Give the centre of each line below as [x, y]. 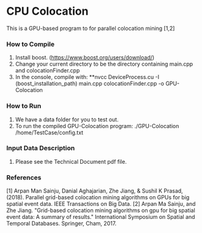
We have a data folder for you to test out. [67, 119]
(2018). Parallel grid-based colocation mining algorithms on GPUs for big [98, 197]
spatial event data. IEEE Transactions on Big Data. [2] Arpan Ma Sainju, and [101, 204]
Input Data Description [41, 148]
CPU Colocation [47, 11]
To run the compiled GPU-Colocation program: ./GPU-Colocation [97, 126]
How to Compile [31, 44]
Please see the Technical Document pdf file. [71, 161]
